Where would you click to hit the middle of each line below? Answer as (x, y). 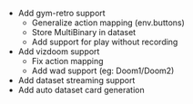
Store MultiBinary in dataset (84, 32)
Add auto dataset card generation (81, 90)
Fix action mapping (67, 61)
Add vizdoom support (59, 52)
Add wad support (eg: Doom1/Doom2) (103, 71)
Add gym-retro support (62, 13)
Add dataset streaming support (76, 80)
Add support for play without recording (105, 42)
